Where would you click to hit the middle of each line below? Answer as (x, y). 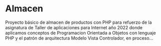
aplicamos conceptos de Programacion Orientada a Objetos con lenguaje (80, 33)
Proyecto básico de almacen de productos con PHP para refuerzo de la (78, 22)
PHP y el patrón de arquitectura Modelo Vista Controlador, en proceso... (79, 38)
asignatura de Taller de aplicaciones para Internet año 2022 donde (74, 27)
